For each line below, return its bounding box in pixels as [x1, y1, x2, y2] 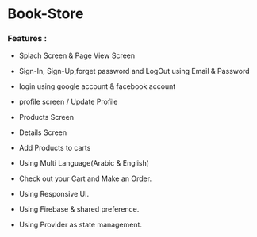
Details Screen [18, 128, 67, 137]
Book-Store [7, 5, 84, 23]
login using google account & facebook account [18, 82, 176, 91]
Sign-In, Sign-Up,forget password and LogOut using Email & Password [18, 67, 251, 76]
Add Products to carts [18, 143, 91, 153]
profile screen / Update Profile [18, 97, 118, 107]
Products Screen [18, 113, 75, 122]
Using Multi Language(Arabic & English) [18, 159, 150, 168]
